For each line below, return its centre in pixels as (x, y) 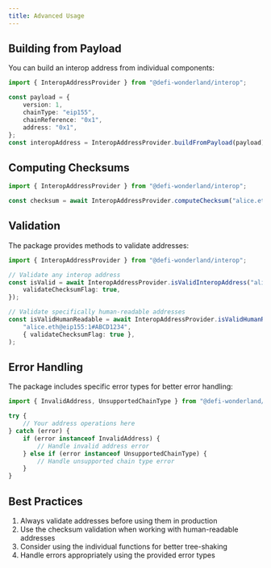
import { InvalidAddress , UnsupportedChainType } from (102, 402)
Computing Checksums (69, 168)
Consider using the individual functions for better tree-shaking (124, 546)
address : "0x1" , (50, 127)
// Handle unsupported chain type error (106, 461)
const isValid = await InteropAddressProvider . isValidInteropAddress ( (129, 282)
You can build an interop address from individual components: (112, 68)
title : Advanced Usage (46, 16)
